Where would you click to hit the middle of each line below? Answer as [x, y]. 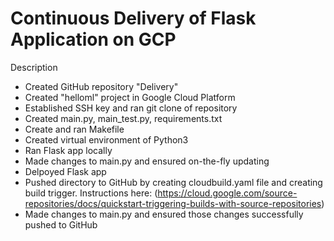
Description [34, 67]
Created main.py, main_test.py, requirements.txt [123, 118]
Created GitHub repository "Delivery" [101, 86]
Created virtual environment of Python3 [106, 139]
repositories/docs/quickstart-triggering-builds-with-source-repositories [173, 203]
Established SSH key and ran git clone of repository [131, 108]
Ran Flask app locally [68, 150]
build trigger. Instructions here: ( [91, 193]
